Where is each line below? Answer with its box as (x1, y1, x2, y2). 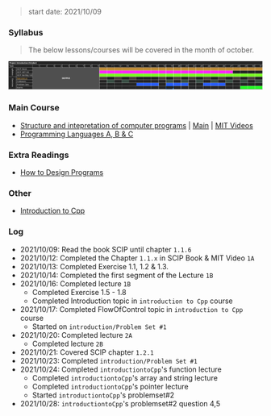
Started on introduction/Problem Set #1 (31, 322, 167, 331)
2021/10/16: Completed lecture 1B (19, 278, 131, 289)
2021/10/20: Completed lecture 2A (19, 330, 133, 339)
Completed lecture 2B (31, 339, 103, 348)
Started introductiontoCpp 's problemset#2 (31, 390, 175, 400)
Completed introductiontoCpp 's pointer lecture (31, 381, 189, 391)
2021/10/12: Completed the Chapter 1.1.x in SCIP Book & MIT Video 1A (19, 253, 255, 263)
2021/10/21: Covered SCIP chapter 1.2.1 (19, 347, 155, 357)
